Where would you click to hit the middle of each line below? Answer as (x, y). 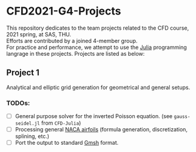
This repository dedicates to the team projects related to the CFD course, (98, 28)
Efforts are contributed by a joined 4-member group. (72, 41)
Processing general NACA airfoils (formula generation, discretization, (101, 130)
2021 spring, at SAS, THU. (39, 34)
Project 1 (23, 73)
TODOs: (18, 103)
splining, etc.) (32, 136)
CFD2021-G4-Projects (64, 11)
